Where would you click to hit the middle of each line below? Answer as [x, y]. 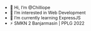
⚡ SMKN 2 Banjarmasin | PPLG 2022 [47, 23]
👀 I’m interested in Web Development [48, 13]
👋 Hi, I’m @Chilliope [30, 8]
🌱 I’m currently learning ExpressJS [45, 18]
